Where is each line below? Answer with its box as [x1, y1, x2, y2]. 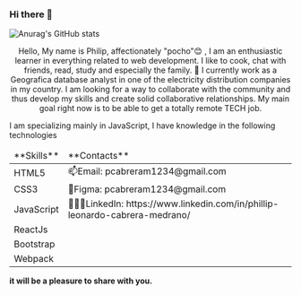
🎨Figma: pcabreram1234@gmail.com [67, 183, 227, 195]
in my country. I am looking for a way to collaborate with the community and [10, 84, 291, 95]
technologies [9, 130, 57, 141]
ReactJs [13, 223, 48, 236]
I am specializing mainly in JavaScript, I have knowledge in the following [9, 120, 276, 131]
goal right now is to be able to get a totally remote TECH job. [39, 103, 262, 114]
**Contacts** [67, 150, 130, 162]
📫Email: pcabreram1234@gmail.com [67, 165, 227, 178]
